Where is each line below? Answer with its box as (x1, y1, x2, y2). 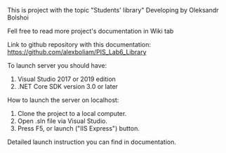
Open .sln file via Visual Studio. (17, 117, 107, 125)
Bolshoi (7, 13, 29, 22)
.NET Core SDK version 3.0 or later (17, 82, 118, 90)
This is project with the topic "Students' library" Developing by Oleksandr (7, 6, 219, 14)
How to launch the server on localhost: (7, 96, 119, 104)
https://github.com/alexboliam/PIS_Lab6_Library (7, 48, 147, 56)
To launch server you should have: (7, 61, 107, 69)
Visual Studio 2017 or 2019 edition (17, 75, 116, 83)
